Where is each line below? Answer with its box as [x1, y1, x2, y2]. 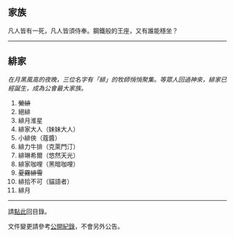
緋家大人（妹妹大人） [17, 125, 79, 133]
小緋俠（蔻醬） [17, 133, 61, 142]
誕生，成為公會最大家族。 [13, 84, 87, 92]
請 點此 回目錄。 [8, 207, 51, 215]
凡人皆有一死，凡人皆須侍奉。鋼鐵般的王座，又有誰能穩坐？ [8, 26, 178, 35]
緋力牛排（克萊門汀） [17, 142, 79, 151]
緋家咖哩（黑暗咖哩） [17, 160, 79, 168]
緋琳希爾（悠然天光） [17, 151, 79, 159]
